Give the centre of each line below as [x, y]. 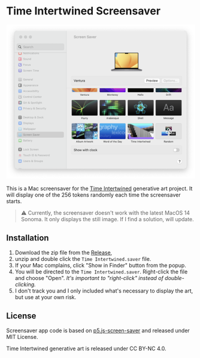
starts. [14, 201]
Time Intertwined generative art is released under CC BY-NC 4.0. [86, 348]
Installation [28, 238]
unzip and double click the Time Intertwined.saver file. [83, 258]
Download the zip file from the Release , [63, 252]
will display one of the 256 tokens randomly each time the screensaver [93, 195]
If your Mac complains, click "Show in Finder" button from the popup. [101, 265]
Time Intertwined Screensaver [83, 11]
